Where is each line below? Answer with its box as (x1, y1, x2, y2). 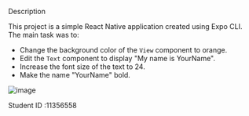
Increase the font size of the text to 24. (19, 62, 145, 71)
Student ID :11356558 (8, 101, 77, 110)
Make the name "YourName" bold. (19, 71, 131, 79)
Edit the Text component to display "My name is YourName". (19, 54, 216, 63)
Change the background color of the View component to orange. (19, 45, 228, 54)
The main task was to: (8, 31, 80, 39)
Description (8, 7, 46, 16)
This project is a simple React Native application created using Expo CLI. (8, 22, 243, 31)
